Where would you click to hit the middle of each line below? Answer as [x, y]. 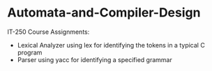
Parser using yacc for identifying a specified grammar [94, 59]
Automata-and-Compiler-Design [104, 13]
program [30, 52]
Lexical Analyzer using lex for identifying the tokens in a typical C [111, 45]
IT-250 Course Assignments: [48, 32]
